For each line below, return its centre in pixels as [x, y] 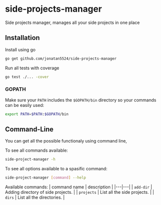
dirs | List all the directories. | [35, 197]
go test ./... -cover [27, 77]
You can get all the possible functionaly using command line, [66, 141]
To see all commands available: [37, 150]
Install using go [20, 49]
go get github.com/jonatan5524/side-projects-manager [61, 59]
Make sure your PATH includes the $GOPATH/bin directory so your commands [81, 100]
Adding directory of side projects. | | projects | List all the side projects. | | [80, 192]
